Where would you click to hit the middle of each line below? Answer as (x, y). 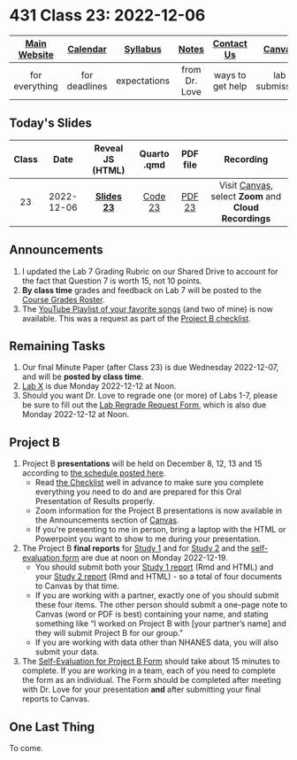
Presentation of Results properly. (95, 501)
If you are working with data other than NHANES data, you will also (156, 642)
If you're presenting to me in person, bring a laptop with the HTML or (160, 530)
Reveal (109, 148)
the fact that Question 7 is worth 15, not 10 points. (112, 281)
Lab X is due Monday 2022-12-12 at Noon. (99, 386)
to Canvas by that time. (77, 586)
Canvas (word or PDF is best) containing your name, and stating (152, 614)
